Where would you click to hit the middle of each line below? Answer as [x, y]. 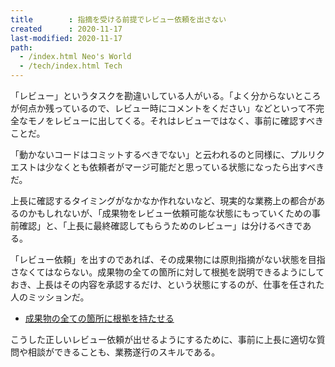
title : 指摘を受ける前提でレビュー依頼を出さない [118, 19]
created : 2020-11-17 [66, 29]
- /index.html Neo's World [75, 57]
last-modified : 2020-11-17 [66, 38]
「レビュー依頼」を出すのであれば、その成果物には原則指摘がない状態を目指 [168, 259]
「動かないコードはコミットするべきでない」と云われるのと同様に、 [150, 154]
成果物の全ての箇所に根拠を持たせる [99, 318]
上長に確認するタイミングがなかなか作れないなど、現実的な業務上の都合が [163, 200]
